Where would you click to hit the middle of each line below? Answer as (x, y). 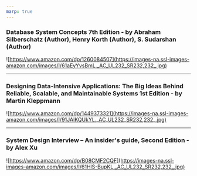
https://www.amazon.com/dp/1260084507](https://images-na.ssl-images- (99, 59)
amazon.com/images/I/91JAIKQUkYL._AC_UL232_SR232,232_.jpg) (86, 120)
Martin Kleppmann (33, 101)
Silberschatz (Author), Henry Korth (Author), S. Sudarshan (91, 39)
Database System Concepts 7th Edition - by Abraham (84, 32)
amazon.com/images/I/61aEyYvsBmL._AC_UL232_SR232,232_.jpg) (86, 65)
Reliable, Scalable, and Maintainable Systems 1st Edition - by (94, 93)
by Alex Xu (22, 148)
